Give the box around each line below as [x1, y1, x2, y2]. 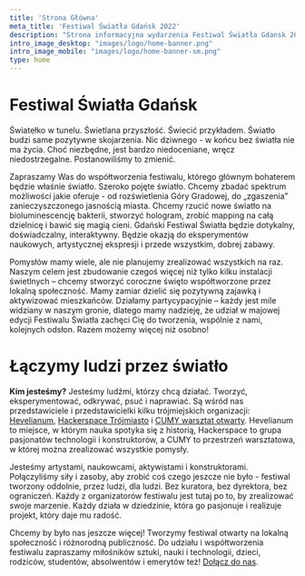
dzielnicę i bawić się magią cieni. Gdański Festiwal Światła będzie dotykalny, [9, 219, 296, 230]
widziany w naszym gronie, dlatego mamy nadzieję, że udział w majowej [9, 304, 280, 315]
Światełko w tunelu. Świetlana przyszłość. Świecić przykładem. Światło [9, 124, 276, 135]
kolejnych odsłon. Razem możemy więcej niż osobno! [9, 323, 209, 334]
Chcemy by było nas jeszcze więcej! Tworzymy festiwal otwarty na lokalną [9, 527, 289, 538]
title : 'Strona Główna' [9, 13, 100, 23]
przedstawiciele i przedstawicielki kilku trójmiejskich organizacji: [9, 405, 251, 416]
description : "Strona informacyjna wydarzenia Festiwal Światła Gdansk [9, 30, 286, 39]
